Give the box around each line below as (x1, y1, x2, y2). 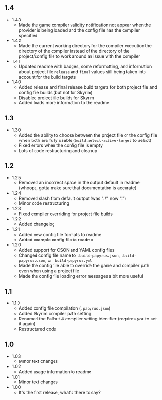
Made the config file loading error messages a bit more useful (18, 273, 143, 279)
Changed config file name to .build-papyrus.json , (18, 252, 120, 258)
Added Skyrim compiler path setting (18, 311, 91, 317)
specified (18, 32, 38, 38)
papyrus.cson (18, 259, 46, 263)
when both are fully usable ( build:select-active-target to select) (18, 137, 152, 143)
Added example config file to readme (18, 237, 93, 243)
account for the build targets (18, 74, 76, 80)
